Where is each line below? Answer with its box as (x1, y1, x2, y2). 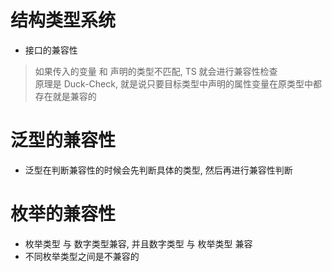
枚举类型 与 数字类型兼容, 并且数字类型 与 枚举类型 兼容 (24, 237, 253, 250)
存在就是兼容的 (34, 90, 97, 102)
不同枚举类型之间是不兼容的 (24, 250, 140, 262)
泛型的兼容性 (10, 129, 117, 152)
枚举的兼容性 (10, 203, 117, 226)
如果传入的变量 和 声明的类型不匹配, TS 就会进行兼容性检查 (34, 65, 278, 77)
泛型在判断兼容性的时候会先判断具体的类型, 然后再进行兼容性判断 (24, 164, 293, 176)
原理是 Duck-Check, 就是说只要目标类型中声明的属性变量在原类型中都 (34, 77, 322, 90)
